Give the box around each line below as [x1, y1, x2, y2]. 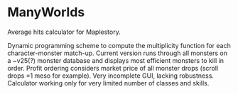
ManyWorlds [7, 4, 85, 20]
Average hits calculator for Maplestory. [7, 28, 121, 36]
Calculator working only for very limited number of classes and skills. [7, 78, 210, 87]
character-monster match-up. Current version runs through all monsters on [7, 49, 227, 57]
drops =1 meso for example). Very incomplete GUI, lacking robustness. [7, 71, 215, 80]
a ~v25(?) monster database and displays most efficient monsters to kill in [7, 56, 225, 64]
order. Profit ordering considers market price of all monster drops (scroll [7, 64, 219, 72]
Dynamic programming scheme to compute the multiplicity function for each [7, 41, 231, 49]
